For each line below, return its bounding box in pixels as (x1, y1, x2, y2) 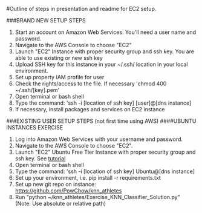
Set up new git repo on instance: (15, 181, 97, 188)
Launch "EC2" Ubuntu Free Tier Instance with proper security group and (15, 148, 196, 156)
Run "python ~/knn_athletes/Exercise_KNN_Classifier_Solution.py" (15, 194, 180, 200)
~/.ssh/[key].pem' (15, 87, 60, 93)
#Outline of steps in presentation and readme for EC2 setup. (6, 5, 157, 12)
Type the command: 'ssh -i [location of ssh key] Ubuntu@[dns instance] (15, 168, 195, 175)
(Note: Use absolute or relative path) (15, 200, 106, 207)
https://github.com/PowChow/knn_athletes (15, 187, 122, 194)
